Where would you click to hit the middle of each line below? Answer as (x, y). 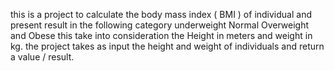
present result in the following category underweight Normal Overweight (160, 25)
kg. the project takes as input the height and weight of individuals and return (167, 46)
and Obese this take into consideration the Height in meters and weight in (161, 35)
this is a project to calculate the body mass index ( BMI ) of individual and (161, 14)
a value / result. (42, 57)
